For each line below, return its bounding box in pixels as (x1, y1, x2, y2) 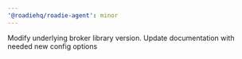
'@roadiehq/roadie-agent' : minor (7, 11, 119, 20)
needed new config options (7, 41, 98, 51)
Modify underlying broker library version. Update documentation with (7, 33, 235, 42)
